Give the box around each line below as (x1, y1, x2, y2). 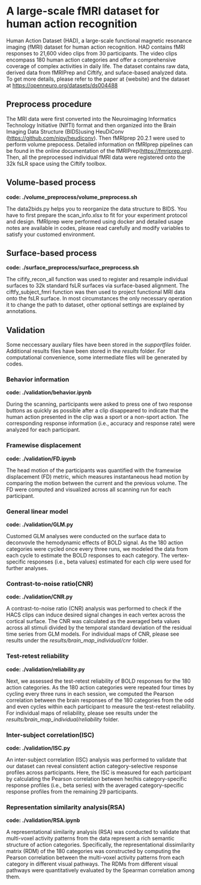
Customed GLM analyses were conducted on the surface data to (6, 533, 166, 540)
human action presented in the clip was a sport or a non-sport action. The (6, 414, 189, 421)
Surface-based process (6, 248, 97, 258)
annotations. (6, 308, 37, 315)
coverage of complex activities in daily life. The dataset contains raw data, (6, 62, 190, 70)
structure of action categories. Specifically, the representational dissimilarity (6, 841, 195, 848)
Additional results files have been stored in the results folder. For (6, 347, 166, 355)
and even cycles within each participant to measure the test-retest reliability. (6, 703, 196, 710)
